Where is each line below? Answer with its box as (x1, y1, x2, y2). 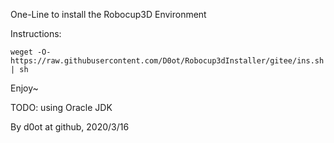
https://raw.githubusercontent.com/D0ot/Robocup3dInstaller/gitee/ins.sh (10, 56, 325, 66)
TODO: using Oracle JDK (10, 102, 113, 113)
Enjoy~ (10, 82, 39, 94)
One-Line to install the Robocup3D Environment (10, 9, 207, 20)
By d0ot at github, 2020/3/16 (10, 121, 130, 133)
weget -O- (10, 47, 52, 57)
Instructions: (10, 28, 62, 39)
